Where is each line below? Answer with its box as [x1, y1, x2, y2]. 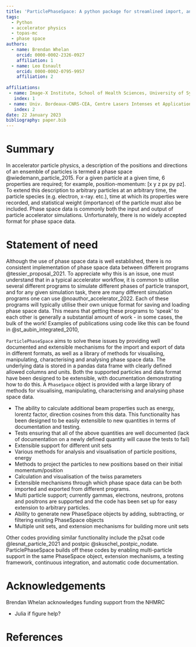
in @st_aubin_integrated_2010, [6, 326, 79, 333]
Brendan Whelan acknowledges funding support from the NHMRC [6, 598, 165, 605]
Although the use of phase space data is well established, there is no [6, 258, 172, 264]
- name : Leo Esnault [11, 63, 61, 69]
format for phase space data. [6, 218, 76, 225]
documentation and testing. [14, 424, 81, 430]
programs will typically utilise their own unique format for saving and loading [6, 301, 190, 308]
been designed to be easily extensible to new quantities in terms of [14, 417, 176, 424]
